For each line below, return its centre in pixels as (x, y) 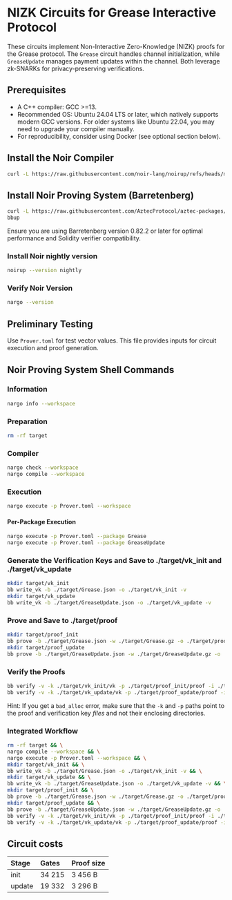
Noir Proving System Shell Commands (91, 370)
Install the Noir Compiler (60, 158)
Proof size (88, 863)
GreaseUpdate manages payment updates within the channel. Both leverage (114, 61)
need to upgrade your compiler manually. (76, 128)
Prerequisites (37, 90)
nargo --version (30, 303)
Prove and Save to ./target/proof (62, 620)
